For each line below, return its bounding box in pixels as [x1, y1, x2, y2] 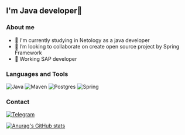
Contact [6, 98, 30, 106]
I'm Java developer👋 [6, 6, 83, 16]
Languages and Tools [6, 70, 68, 78]
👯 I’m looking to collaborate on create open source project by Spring [14, 43, 180, 50]
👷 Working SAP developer [14, 55, 77, 62]
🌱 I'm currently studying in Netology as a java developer [14, 36, 150, 44]
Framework [14, 49, 42, 56]
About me [6, 23, 35, 32]
